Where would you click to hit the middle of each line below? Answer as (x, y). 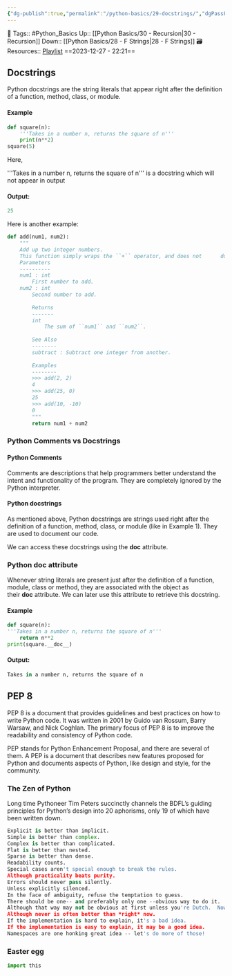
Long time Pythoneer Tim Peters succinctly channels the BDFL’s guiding (109, 803)
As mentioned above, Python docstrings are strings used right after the (108, 519)
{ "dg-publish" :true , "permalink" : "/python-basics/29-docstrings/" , (105, 13)
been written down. (35, 818)
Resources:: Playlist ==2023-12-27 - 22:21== (71, 51)
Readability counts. (37, 863)
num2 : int (35, 288)
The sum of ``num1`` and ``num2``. (95, 327)
